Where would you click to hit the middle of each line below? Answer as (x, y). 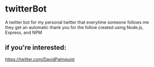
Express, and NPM (24, 32)
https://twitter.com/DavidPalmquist (40, 59)
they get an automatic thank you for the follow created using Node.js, (74, 27)
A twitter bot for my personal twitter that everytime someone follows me (77, 22)
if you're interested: (36, 47)
